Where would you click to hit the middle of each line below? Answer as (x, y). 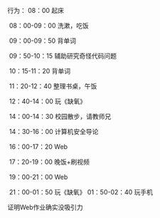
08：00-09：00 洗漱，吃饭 (49, 26)
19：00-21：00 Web (38, 177)
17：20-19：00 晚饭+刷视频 (49, 162)
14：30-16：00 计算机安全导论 (54, 131)
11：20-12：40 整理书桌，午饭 (53, 86)
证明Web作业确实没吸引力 (45, 207)
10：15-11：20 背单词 (40, 71)
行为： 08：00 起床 (36, 10)
